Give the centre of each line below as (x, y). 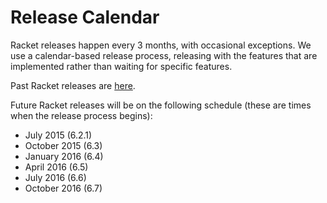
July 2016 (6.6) (55, 177)
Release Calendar (85, 17)
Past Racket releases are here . (73, 85)
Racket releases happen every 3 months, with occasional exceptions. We (161, 45)
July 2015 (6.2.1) (58, 135)
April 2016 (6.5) (56, 167)
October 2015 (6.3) (63, 145)
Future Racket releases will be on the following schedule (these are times (161, 105)
